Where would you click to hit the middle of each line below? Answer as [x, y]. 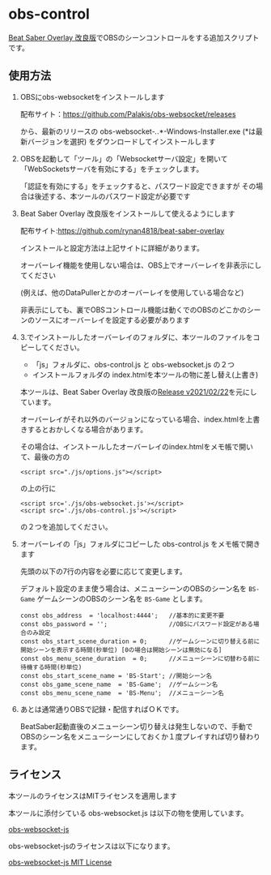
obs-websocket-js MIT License [60, 862]
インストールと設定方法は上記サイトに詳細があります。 [112, 247]
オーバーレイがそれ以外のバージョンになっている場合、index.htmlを [133, 419]
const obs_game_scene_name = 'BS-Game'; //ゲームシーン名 [119, 684]
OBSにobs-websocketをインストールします [92, 97]
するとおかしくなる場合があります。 [87, 429]
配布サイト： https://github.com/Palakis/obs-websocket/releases [128, 114]
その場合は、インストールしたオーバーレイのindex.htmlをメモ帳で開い [136, 446]
